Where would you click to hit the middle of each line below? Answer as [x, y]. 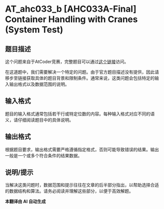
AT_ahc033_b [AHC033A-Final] [71, 9]
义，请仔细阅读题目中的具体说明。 [39, 120]
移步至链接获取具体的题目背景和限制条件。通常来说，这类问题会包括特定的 [80, 78]
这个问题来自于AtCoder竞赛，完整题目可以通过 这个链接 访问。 [67, 62]
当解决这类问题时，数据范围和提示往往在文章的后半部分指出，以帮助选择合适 [82, 185]
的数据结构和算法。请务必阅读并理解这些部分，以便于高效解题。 [69, 191]
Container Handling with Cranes [72, 19]
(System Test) [34, 30]
